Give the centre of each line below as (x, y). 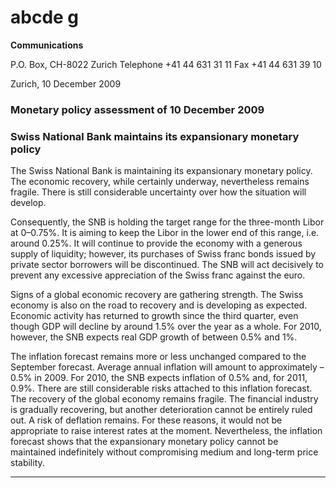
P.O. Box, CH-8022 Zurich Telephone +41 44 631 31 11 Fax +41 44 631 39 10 (166, 64)
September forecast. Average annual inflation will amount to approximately (164, 367)
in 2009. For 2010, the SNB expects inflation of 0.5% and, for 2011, (171, 378)
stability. (27, 463)
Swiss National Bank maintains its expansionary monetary (155, 136)
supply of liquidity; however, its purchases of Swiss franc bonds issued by (163, 254)
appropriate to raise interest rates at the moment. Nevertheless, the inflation (166, 431)
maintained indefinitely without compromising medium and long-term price (164, 452)
